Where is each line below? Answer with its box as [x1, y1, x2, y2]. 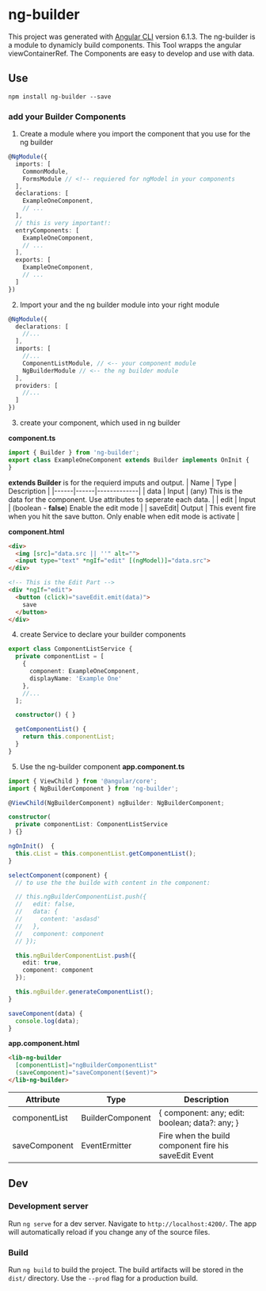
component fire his [158, 1140, 230, 1151]
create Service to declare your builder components [19, 630, 186, 639]
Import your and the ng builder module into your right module [19, 300, 220, 309]
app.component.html [8, 1039, 80, 1048]
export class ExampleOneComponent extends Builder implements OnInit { [8, 456, 249, 464]
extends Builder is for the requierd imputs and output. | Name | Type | [8, 477, 237, 487]
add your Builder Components [8, 111, 127, 122]
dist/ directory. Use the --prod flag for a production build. [8, 1273, 198, 1282]
